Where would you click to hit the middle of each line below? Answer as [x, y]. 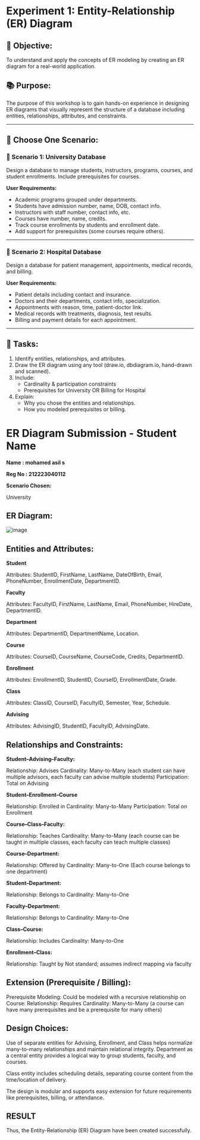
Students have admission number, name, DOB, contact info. [88, 206]
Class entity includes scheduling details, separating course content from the [100, 1073]
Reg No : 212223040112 [36, 474]
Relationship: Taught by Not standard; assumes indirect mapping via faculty [99, 964]
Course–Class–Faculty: [36, 824]
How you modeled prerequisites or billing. [75, 409]
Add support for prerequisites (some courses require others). [90, 231]
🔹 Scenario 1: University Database [56, 157]
